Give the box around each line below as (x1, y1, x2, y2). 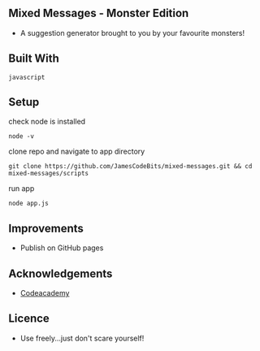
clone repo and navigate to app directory (8, 146, 145, 157)
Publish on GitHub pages (19, 243, 104, 253)
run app (8, 184, 35, 193)
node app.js (8, 199, 49, 208)
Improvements (8, 221, 84, 235)
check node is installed (8, 117, 86, 127)
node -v (8, 132, 35, 141)
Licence (8, 312, 50, 326)
